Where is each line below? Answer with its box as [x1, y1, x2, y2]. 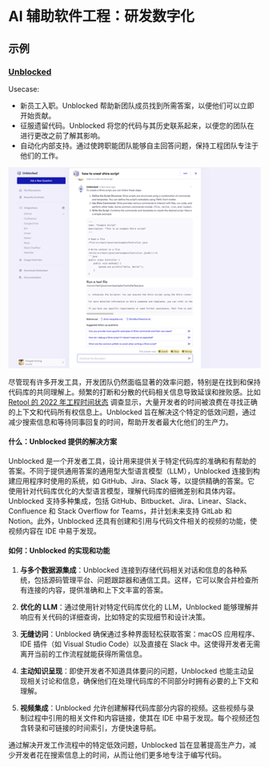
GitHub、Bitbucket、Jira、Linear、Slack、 [110, 496, 251, 505]
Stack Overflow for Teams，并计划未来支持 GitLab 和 [57, 505, 232, 516]
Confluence [8, 505, 47, 516]
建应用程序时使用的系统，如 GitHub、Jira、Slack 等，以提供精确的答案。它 [8, 476, 255, 485]
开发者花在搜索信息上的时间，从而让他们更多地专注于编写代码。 [14, 749, 226, 760]
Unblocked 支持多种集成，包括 [8, 496, 110, 505]
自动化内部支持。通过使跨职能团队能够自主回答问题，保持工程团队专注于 [19, 141, 259, 150]
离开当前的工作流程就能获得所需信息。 [19, 649, 147, 658]
